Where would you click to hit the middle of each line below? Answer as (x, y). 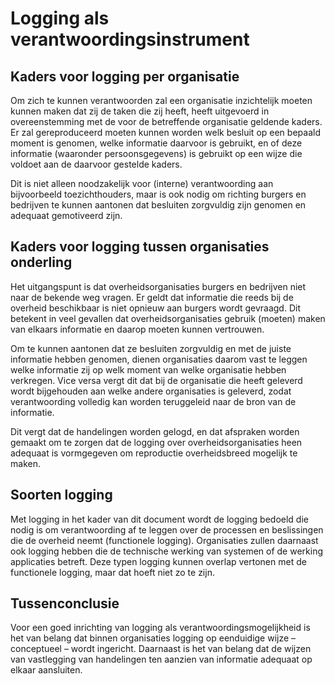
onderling (41, 262)
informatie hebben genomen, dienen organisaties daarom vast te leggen (159, 359)
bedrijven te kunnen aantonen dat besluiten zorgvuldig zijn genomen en (158, 205)
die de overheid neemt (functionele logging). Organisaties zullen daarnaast (164, 540)
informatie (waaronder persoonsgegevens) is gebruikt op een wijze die (156, 153)
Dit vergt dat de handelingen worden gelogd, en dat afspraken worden (155, 431)
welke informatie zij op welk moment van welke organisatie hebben (148, 369)
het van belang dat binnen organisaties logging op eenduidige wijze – (153, 638)
